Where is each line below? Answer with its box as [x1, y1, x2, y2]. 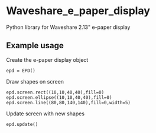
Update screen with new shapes [6, 110, 84, 117]
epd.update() [6, 121, 38, 127]
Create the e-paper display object [6, 56, 89, 63]
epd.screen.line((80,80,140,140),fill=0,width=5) [6, 99, 131, 105]
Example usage [6, 41, 64, 51]
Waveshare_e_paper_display [6, 4, 151, 18]
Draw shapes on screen [6, 78, 64, 85]
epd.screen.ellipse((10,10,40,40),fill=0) [6, 94, 112, 101]
